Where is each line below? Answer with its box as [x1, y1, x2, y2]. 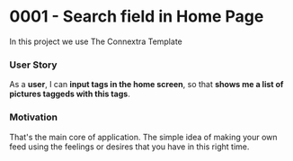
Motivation [9, 111, 58, 123]
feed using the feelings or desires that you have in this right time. [9, 141, 250, 152]
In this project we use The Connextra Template [9, 36, 182, 47]
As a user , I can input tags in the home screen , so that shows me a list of [9, 79, 284, 90]
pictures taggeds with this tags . [9, 88, 130, 100]
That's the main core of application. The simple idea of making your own [9, 131, 278, 142]
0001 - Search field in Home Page [9, 6, 264, 27]
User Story [9, 58, 58, 71]
